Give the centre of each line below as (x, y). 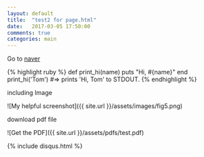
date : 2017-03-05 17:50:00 (49, 26)
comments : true (29, 33)
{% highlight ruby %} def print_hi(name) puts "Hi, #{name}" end (98, 72)
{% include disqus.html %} (45, 146)
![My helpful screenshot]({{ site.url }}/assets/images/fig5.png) (95, 106)
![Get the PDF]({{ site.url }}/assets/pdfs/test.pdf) (76, 133)
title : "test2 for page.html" (52, 20)
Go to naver (24, 59)
